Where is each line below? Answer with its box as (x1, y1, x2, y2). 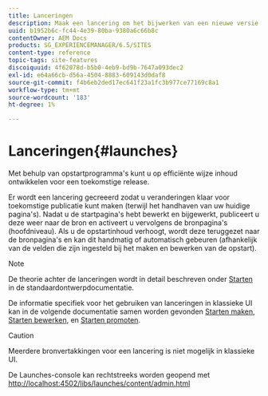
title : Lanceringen (8, 11, 73, 20)
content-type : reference (8, 49, 91, 57)
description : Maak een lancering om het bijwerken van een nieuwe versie (8, 19, 259, 27)
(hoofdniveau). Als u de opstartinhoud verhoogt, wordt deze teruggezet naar (8, 227, 260, 236)
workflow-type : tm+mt (8, 85, 81, 94)
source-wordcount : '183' (8, 93, 91, 101)
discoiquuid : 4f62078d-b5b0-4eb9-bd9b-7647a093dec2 (8, 64, 183, 72)
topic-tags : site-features (8, 57, 98, 65)
